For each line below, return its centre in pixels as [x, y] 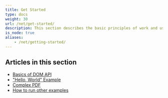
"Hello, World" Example [36, 80]
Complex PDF [26, 85]
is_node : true [20, 33]
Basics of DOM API [32, 74]
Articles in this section [41, 62]
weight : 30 [16, 19]
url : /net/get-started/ [30, 24]
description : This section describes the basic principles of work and [81, 28]
